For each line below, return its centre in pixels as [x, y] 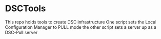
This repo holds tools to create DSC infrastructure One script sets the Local [81, 22]
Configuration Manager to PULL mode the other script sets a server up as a [81, 27]
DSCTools [26, 9]
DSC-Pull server [21, 32]
